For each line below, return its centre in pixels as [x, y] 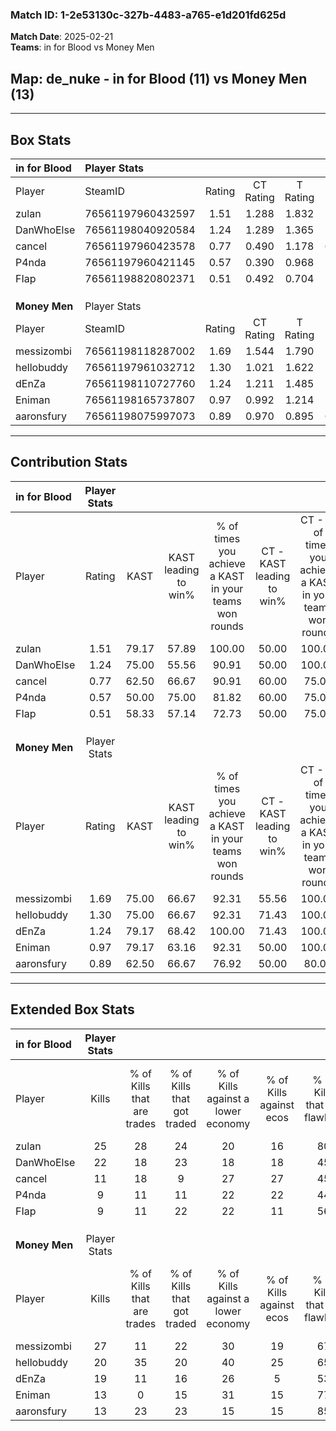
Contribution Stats [69, 462]
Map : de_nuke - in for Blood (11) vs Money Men [159, 78]
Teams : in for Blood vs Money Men [82, 47]
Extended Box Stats [72, 1009]
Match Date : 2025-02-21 [62, 37]
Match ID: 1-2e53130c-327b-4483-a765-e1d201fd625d [148, 15]
